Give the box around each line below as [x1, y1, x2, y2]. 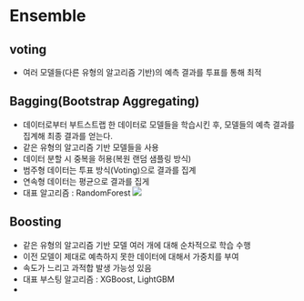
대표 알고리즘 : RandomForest [22, 187, 131, 198]
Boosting [9, 215, 62, 230]
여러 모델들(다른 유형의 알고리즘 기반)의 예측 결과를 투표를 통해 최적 [22, 67, 262, 77]
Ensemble [9, 5, 86, 26]
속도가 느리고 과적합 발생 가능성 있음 [22, 262, 152, 273]
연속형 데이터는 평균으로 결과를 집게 [22, 176, 150, 186]
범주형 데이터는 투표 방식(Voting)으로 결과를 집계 [22, 165, 197, 176]
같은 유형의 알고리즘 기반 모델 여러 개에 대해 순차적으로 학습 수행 [22, 239, 251, 250]
